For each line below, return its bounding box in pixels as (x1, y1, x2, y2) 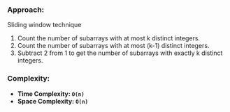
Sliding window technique (7, 21, 82, 29)
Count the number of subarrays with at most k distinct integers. (17, 34, 201, 42)
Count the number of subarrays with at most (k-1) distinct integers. (17, 42, 210, 50)
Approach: (7, 5, 45, 15)
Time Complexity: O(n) (17, 89, 85, 98)
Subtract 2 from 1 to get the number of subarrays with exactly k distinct (17, 49, 223, 57)
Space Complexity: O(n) (17, 97, 89, 105)
